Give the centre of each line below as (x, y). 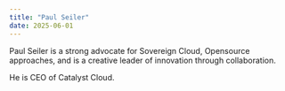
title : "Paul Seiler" (49, 17)
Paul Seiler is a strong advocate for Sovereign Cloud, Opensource (130, 50)
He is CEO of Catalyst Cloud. (62, 77)
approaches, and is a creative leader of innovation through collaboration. (142, 60)
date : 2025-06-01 (41, 26)
